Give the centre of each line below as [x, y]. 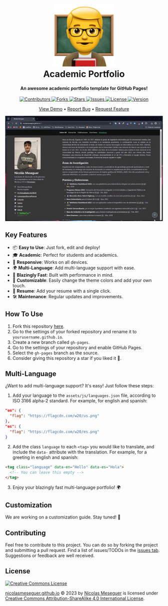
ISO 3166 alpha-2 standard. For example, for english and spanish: [80, 401]
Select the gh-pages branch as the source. [55, 353]
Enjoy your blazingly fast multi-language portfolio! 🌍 [66, 487]
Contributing [25, 533]
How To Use [24, 314]
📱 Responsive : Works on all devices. [50, 262]
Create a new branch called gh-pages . [51, 342]
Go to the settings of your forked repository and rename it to [74, 331]
